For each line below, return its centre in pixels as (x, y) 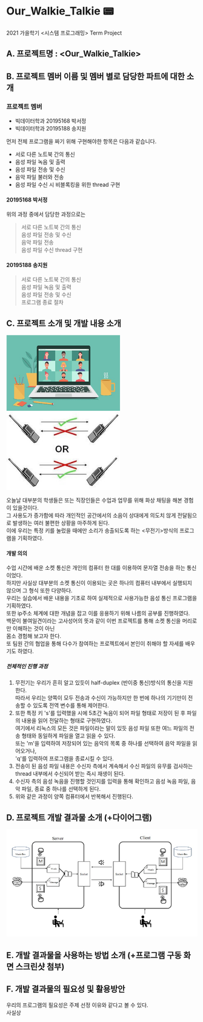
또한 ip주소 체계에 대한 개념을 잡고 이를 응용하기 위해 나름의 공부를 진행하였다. (98, 614)
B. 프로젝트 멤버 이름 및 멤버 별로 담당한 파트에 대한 (95, 76)
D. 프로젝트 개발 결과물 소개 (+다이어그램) (79, 817)
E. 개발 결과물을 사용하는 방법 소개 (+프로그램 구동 (94, 955)
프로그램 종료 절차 (42, 302)
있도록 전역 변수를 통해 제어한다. (71, 706)
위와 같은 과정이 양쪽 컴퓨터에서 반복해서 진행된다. (74, 797)
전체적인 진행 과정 (27, 666)
